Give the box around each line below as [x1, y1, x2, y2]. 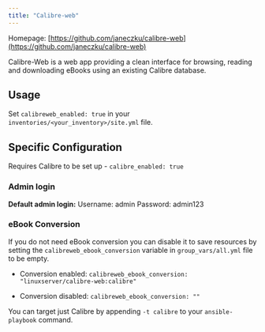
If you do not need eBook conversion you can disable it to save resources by [8, 236, 257, 246]
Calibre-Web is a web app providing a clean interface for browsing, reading [8, 57, 252, 66]
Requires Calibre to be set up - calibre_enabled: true [8, 161, 184, 171]
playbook [8, 316, 37, 324]
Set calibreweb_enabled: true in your [8, 109, 130, 119]
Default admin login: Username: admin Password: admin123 [8, 199, 204, 209]
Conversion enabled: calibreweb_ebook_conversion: [19, 269, 188, 278]
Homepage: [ [8, 33, 51, 43]
